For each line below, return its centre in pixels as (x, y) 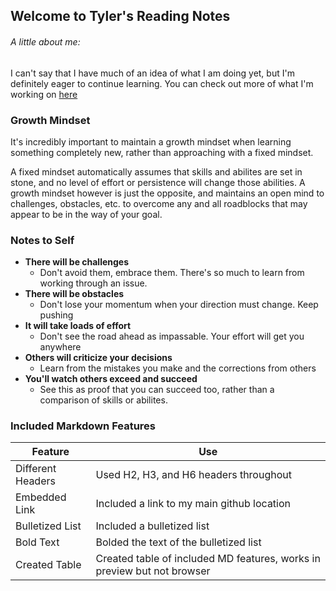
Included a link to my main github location (193, 504)
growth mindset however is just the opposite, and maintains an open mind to (167, 193)
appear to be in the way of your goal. (86, 214)
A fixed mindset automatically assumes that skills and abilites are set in (156, 171)
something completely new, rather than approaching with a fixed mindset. (162, 152)
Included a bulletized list (152, 526)
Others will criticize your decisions (98, 358)
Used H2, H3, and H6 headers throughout (193, 475)
